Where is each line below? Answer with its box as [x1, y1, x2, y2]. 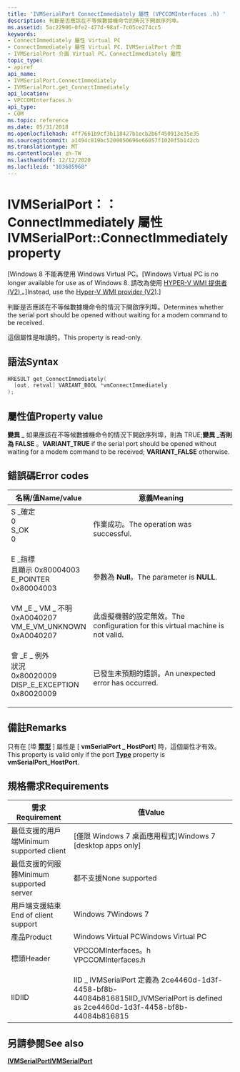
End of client [11, 910, 54, 920]
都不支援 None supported [73, 873, 157, 883]
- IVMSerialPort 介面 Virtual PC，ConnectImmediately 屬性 [7, 51, 181, 58]
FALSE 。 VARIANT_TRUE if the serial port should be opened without [15, 439, 216, 447]
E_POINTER [11, 574, 50, 584]
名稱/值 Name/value [15, 492, 82, 502]
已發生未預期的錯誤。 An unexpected [92, 668, 216, 678]
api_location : [7, 90, 50, 97]
